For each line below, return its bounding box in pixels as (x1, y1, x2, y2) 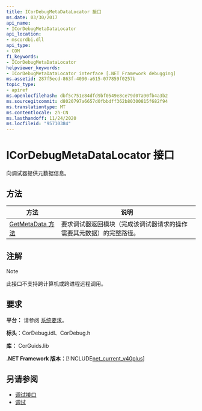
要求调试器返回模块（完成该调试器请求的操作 (61, 220, 188, 228)
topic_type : (6, 82, 36, 88)
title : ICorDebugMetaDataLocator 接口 (6, 8, 102, 15)
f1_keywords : (6, 54, 39, 60)
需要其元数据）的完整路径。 (61, 229, 139, 237)
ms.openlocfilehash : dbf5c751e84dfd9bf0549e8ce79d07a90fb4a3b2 (6, 93, 168, 99)
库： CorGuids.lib (6, 342, 49, 349)
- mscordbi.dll (6, 37, 44, 43)
